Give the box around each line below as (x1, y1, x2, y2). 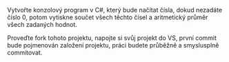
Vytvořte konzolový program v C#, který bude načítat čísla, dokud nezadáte (7, 6, 223, 14)
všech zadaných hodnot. (7, 21, 78, 28)
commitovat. (7, 48, 43, 56)
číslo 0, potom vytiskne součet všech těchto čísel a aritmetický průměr (7, 13, 208, 21)
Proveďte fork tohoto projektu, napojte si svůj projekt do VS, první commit (7, 34, 217, 42)
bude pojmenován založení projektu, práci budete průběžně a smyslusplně (7, 41, 219, 49)
